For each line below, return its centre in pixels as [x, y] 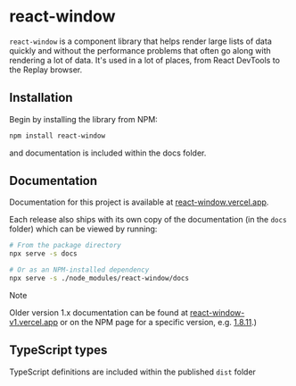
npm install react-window [57, 136]
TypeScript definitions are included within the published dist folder [133, 372]
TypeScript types [58, 350]
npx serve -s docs [43, 254]
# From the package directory [66, 246]
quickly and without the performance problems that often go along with [140, 50]
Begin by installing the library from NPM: [83, 119]
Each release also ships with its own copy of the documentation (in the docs [148, 220]
